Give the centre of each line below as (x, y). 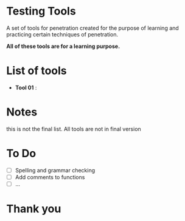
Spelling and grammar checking (55, 170)
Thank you (34, 209)
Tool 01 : (26, 87)
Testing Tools (41, 11)
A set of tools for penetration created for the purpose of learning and (93, 28)
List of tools (37, 71)
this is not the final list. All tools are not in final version (74, 129)
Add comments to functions (50, 177)
